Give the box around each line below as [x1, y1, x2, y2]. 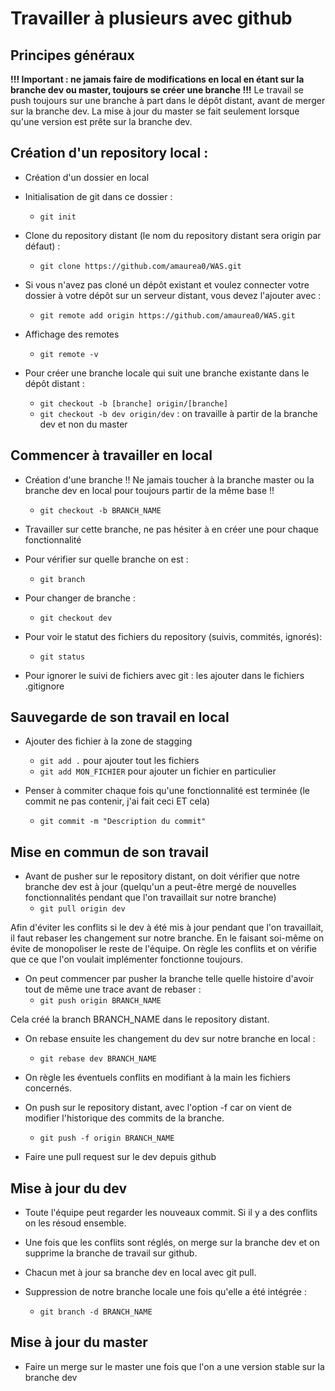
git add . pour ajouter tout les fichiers [39, 755, 200, 767]
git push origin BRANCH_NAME [39, 996, 162, 1006]
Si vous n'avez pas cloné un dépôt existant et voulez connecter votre [24, 278, 310, 291]
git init [39, 212, 77, 222]
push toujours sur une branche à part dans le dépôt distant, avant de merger [10, 95, 326, 106]
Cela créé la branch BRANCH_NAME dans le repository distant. [10, 1013, 270, 1026]
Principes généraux [10, 47, 135, 64]
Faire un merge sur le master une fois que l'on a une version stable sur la [24, 1360, 325, 1372]
